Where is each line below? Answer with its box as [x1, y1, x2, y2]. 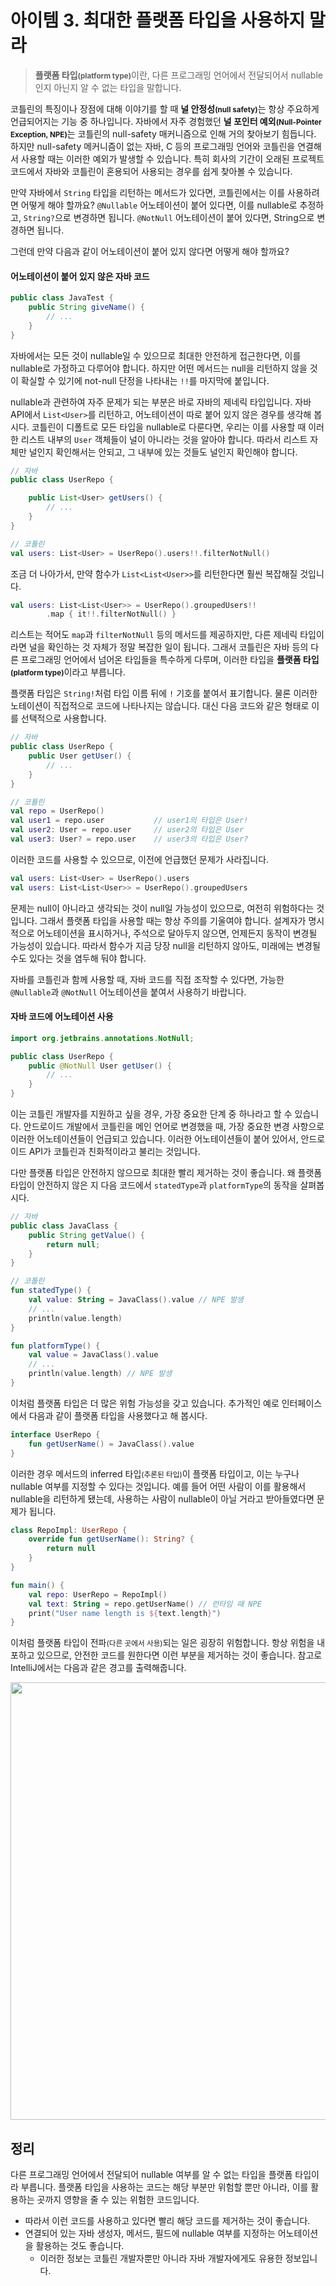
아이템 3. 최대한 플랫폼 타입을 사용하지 [10, 9, 306, 32]
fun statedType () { [10, 1286, 92, 1296]
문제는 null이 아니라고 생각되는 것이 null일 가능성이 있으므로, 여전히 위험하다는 [10, 902, 315, 914]
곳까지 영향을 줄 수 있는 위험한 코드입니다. [36, 2194, 200, 2206]
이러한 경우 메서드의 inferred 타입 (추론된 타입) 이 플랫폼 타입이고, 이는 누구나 [10, 1467, 300, 1480]
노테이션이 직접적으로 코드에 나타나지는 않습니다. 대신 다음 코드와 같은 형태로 [10, 700, 310, 712]
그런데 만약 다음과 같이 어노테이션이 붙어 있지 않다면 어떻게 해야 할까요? [10, 245, 290, 257]
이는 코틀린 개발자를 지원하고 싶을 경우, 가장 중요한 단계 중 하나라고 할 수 [10, 1108, 293, 1120]
